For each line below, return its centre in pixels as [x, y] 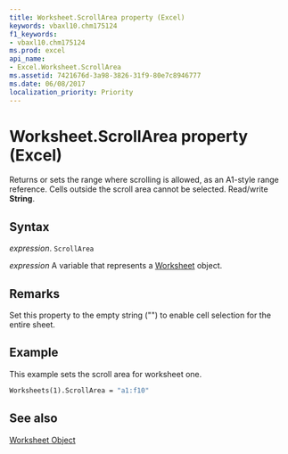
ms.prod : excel [37, 51]
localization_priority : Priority [71, 92]
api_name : [28, 59]
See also [33, 419]
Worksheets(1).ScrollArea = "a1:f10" [79, 390]
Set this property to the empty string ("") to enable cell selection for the [140, 315]
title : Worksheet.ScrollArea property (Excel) [97, 17]
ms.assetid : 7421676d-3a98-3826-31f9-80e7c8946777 [105, 76]
